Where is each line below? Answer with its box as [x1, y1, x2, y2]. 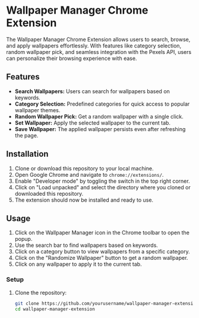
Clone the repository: [14, 289, 67, 296]
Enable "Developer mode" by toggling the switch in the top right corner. [14, 177, 190, 185]
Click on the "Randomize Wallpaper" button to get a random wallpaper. [14, 255, 188, 262]
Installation [6, 149, 49, 159]
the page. [14, 132, 39, 139]
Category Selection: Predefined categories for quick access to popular [14, 100, 190, 107]
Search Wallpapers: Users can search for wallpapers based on [14, 87, 170, 95]
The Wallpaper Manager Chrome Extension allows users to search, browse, [6, 36, 191, 43]
